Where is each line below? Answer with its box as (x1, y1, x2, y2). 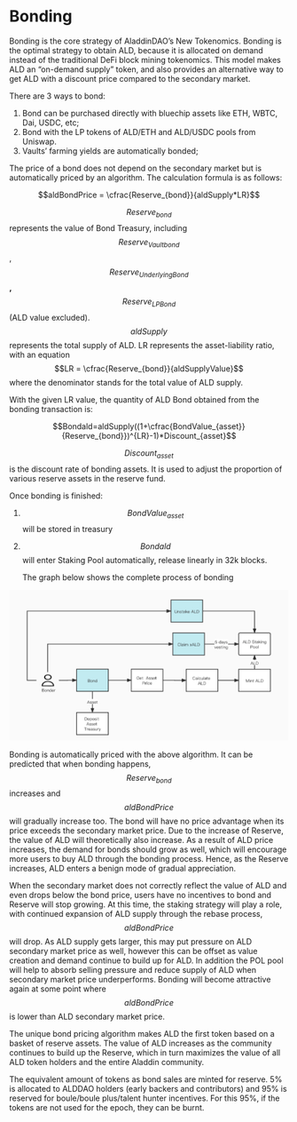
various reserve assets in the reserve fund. (9, 473, 166, 483)
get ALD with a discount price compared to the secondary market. (9, 73, 251, 84)
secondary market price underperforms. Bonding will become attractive (9, 975, 271, 985)
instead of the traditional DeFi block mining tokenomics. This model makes (9, 54, 281, 65)
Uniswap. (21, 136, 58, 147)
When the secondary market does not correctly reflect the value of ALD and (9, 880, 287, 891)
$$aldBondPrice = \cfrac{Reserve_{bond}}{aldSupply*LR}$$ (38, 189, 260, 200)
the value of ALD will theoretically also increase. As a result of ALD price (9, 835, 274, 846)
